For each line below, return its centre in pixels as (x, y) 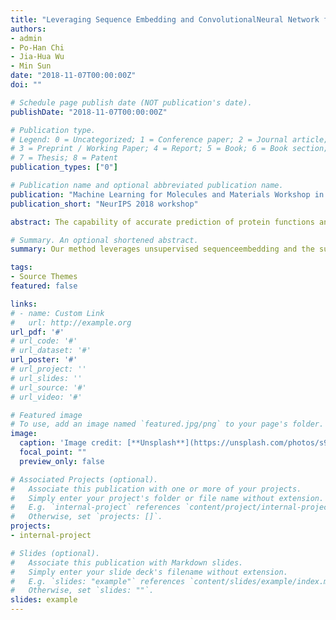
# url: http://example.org (71, 322)
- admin (26, 38)
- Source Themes (44, 277)
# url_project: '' (48, 369)
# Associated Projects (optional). (84, 479)
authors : (28, 29)
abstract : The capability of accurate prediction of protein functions (162, 222)
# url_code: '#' (44, 341)
